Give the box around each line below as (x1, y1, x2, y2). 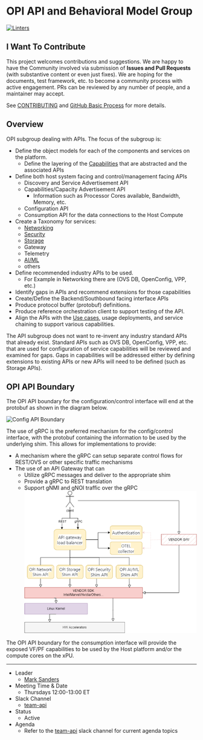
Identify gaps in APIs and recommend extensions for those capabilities (14, 288, 192, 296)
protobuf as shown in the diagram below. (6, 404, 108, 412)
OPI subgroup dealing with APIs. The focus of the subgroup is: (6, 135, 162, 143)
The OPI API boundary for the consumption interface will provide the (6, 639, 177, 646)
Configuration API (24, 204, 68, 212)
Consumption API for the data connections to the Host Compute (24, 211, 183, 218)
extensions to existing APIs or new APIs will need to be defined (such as (6, 358, 186, 365)
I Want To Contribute (6, 42, 86, 52)
